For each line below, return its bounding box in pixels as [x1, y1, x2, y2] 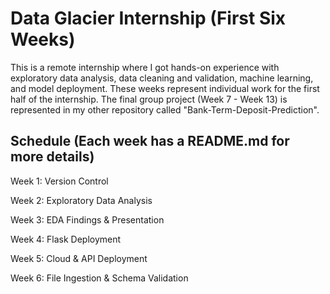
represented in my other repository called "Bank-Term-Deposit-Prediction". [10, 103, 320, 116]
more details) [10, 148, 95, 166]
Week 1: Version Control [10, 175, 109, 187]
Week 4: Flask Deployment [10, 233, 122, 245]
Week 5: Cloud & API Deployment [10, 252, 148, 264]
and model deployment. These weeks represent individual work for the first [10, 82, 320, 94]
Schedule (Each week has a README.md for [10, 133, 290, 150]
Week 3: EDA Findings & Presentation [10, 213, 165, 226]
